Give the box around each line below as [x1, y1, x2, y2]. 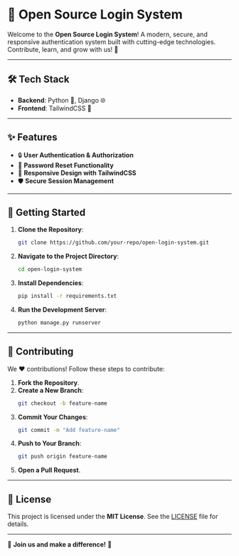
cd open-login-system [17, 266, 82, 273]
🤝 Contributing [7, 346, 74, 358]
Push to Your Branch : [17, 439, 82, 448]
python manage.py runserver [17, 319, 101, 326]
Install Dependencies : [17, 279, 84, 287]
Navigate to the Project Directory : [17, 252, 119, 261]
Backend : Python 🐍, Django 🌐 [17, 96, 106, 104]
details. [7, 520, 29, 528]
